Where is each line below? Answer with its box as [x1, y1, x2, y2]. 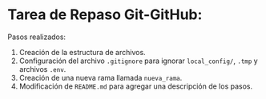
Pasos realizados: [7, 32, 66, 42]
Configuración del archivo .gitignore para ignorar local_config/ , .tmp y [18, 56, 258, 65]
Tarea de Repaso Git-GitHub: [7, 6, 203, 24]
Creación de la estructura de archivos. [18, 47, 146, 57]
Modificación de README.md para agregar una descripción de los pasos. [18, 81, 253, 91]
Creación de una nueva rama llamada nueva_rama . [18, 73, 183, 82]
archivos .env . [18, 64, 66, 73]
